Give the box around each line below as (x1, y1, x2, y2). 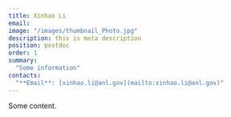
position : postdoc (8, 42, 70, 50)
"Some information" (15, 64, 81, 72)
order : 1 (8, 49, 38, 57)
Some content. (8, 101, 57, 111)
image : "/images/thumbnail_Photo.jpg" (8, 26, 138, 34)
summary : (8, 57, 38, 65)
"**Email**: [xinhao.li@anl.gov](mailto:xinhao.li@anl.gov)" (15, 79, 225, 87)
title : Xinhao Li (8, 11, 67, 20)
